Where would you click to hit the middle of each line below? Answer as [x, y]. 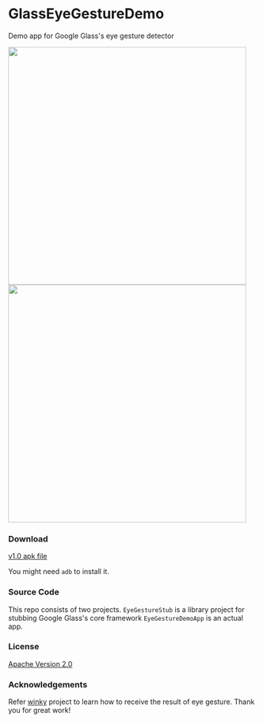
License [24, 647]
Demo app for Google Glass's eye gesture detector [91, 36]
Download [29, 538]
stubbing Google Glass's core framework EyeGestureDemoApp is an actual [126, 618]
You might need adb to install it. [59, 572]
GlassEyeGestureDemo [86, 14]
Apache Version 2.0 [40, 664]
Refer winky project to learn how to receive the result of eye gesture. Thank [131, 702]
